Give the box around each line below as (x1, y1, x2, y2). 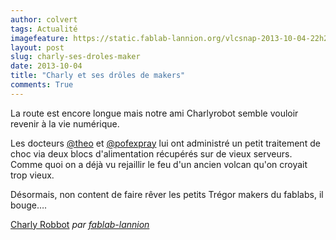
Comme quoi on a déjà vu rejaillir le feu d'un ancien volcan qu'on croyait (10, 158, 308, 170)
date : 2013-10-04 (10, 61, 83, 71)
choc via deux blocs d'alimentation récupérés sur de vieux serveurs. (10, 147, 293, 160)
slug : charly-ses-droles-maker (10, 52, 141, 62)
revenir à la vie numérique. (10, 117, 120, 130)
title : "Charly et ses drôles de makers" (10, 71, 186, 81)
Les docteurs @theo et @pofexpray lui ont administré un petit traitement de (10, 137, 321, 149)
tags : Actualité (10, 24, 78, 34)
